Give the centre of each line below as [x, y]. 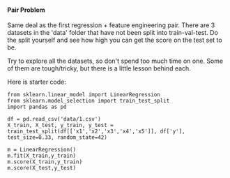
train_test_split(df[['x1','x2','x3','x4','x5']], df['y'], [97, 132]
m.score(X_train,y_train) [45, 162]
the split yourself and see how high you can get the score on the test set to [115, 40]
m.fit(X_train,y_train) [42, 156]
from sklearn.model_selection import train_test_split [89, 101]
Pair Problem [26, 10]
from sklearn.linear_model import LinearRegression [84, 95]
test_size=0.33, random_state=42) [58, 138]
